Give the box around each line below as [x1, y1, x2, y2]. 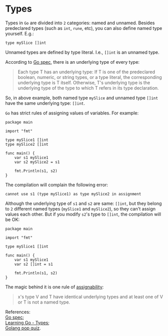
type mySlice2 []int [5, 142, 49, 147]
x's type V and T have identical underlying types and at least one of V [17, 293, 163, 300]
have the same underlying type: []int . [5, 100, 85, 106]
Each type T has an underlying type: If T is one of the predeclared [17, 69, 155, 75]
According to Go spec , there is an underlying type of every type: [5, 59, 140, 65]
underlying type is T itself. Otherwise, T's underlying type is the [17, 79, 150, 86]
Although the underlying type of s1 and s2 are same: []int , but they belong [5, 200, 162, 206]
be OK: [5, 216, 20, 223]
